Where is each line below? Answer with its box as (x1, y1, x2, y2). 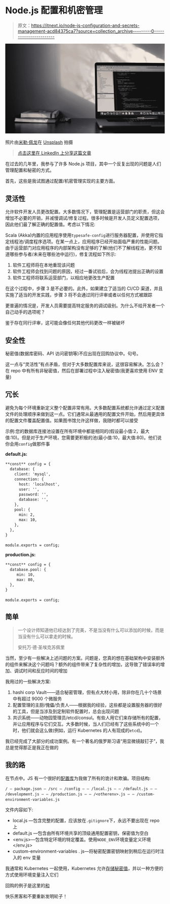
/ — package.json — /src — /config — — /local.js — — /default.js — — (5, 786, 157, 791)
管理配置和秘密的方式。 (5, 167, 54, 173)
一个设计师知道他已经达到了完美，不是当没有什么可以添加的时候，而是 (17, 627, 164, 633)
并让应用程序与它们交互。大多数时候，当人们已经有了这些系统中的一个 (12, 721, 159, 727)
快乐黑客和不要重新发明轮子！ (5, 893, 67, 899)
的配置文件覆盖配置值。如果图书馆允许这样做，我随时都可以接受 (5, 417, 138, 423)
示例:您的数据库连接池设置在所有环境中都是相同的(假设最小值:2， (5, 428, 141, 434)
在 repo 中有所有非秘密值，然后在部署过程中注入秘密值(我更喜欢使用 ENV (5, 367, 158, 374)
